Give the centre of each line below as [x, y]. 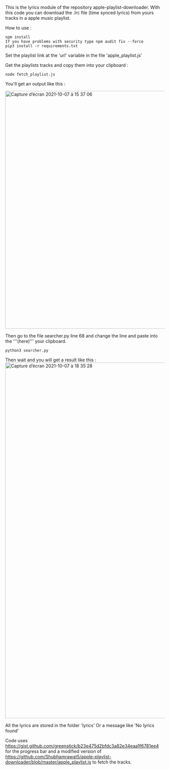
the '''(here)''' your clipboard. [36, 341]
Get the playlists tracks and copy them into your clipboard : [67, 65]
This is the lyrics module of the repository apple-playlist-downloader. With [83, 7]
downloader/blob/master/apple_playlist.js [48, 762]
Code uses [16, 740]
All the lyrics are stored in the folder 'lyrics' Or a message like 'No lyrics [80, 725]
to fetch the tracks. [112, 762]
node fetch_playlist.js [30, 74]
